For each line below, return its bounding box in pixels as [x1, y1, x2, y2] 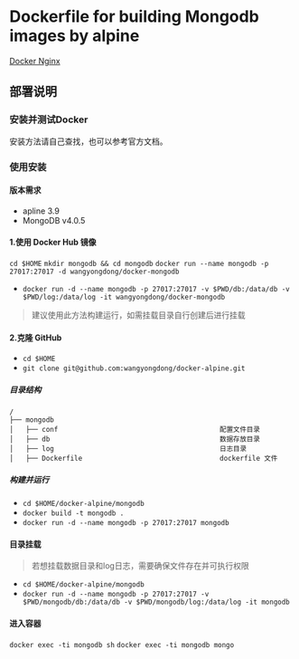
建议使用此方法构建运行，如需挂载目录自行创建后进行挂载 [31, 310, 246, 320]
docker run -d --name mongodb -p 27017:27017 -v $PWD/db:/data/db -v [22, 284, 291, 293]
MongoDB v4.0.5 [22, 215, 86, 225]
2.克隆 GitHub [9, 332, 62, 343]
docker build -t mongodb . [22, 509, 125, 518]
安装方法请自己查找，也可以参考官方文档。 [9, 136, 168, 147]
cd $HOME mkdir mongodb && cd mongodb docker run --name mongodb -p [9, 259, 269, 268]
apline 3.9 [22, 205, 61, 216]
